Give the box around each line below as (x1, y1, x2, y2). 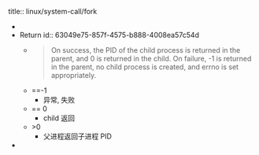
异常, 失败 (43, 95, 76, 105)
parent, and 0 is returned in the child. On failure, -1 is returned (50, 54, 252, 63)
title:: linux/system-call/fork (8, 7, 98, 16)
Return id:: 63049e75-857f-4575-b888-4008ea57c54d (19, 31, 199, 39)
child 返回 (43, 113, 75, 123)
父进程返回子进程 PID (43, 131, 113, 141)
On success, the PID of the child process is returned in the (50, 46, 241, 54)
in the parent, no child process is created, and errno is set (50, 62, 239, 72)
